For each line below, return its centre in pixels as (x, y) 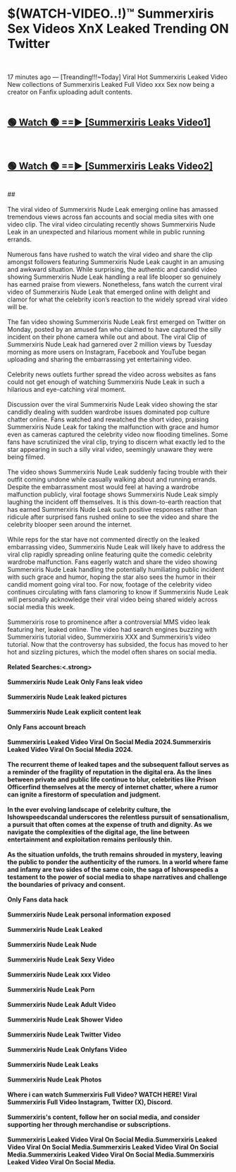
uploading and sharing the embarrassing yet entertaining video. (100, 359)
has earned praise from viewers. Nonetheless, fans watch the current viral (115, 284)
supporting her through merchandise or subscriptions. (89, 1124)
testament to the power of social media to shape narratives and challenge (117, 877)
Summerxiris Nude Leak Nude (52, 944)
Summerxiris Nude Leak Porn (51, 989)
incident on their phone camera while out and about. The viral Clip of (107, 337)
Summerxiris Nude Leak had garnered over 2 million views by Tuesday (110, 344)
